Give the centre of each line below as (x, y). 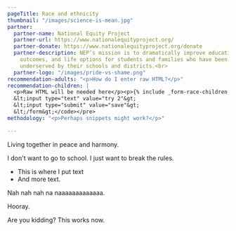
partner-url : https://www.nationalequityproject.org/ (94, 40)
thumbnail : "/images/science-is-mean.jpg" (70, 20)
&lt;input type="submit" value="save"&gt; (77, 105)
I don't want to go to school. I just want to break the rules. (91, 158)
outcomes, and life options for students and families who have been (124, 60)
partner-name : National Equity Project (72, 33)
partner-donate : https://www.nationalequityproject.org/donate (108, 46)
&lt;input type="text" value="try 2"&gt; (75, 99)
